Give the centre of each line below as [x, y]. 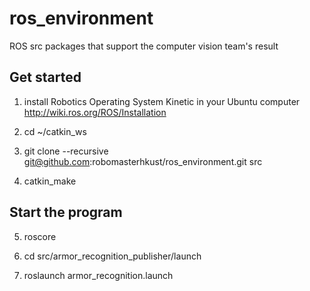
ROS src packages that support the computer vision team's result [144, 46]
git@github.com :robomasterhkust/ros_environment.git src [143, 161]
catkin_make [50, 181]
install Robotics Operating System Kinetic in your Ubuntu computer [162, 101]
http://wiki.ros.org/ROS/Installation [95, 112]
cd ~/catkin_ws [55, 131]
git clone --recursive [66, 151]
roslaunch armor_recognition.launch [98, 275]
